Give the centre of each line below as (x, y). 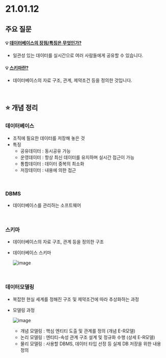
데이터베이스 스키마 (32, 253)
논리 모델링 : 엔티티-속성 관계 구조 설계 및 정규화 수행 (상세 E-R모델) (88, 337)
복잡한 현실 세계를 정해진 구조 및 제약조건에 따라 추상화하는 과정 (76, 299)
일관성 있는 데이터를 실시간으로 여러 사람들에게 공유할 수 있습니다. (78, 55)
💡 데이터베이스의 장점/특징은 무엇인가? (44, 43)
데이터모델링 (20, 287)
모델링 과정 (24, 310)
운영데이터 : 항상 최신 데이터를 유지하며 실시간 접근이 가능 (77, 157)
